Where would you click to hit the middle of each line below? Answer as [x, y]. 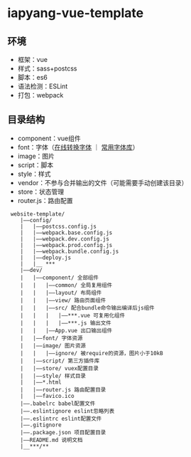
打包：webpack [40, 95]
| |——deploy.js [46, 258]
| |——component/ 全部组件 [60, 278]
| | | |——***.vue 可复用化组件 [73, 315]
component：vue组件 [49, 138]
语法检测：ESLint [43, 86]
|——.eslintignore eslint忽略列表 [67, 411]
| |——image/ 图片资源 [53, 346]
